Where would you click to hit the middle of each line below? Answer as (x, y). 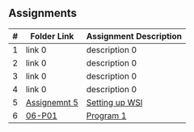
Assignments (43, 13)
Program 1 (106, 115)
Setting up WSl (114, 102)
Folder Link (52, 36)
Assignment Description (134, 36)
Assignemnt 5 (52, 102)
